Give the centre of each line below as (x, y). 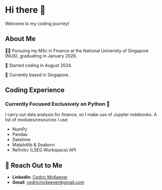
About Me (20, 39)
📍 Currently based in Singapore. (37, 75)
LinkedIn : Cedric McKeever (40, 177)
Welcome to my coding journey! (37, 23)
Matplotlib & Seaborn (33, 145)
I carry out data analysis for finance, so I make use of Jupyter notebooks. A (81, 115)
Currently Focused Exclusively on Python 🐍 (58, 104)
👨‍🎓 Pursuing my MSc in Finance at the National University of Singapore (77, 50)
